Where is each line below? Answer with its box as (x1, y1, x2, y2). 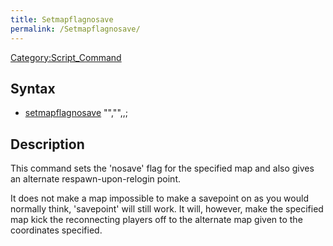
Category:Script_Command (10, 51, 122, 63)
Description (10, 136, 85, 153)
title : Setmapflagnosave (10, 14, 114, 25)
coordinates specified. (10, 224, 103, 236)
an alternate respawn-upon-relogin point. (10, 173, 181, 185)
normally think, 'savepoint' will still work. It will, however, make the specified (10, 203, 324, 215)
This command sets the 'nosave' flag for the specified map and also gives (10, 162, 315, 175)
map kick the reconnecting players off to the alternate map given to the (10, 214, 303, 226)
